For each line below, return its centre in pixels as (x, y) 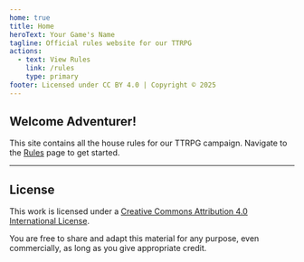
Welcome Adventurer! (73, 122)
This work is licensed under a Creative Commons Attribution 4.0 (129, 211)
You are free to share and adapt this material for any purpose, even (134, 239)
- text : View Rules (54, 60)
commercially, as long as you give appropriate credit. (108, 248)
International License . (50, 221)
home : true (30, 18)
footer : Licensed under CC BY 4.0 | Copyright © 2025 (113, 85)
